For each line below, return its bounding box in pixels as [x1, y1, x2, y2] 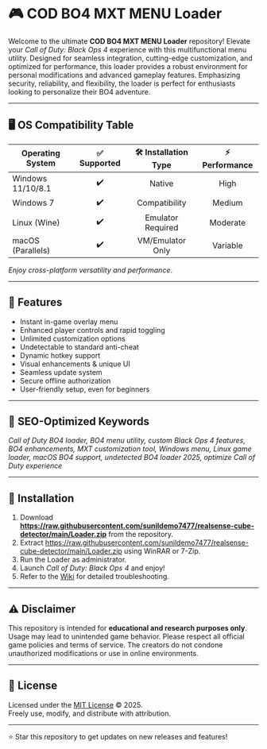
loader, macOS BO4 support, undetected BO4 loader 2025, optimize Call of [8, 453, 256, 462]
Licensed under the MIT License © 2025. [8, 700, 143, 709]
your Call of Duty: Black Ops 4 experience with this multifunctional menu [8, 44, 247, 54]
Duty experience [8, 461, 63, 471]
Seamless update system [19, 367, 103, 376]
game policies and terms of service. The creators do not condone [8, 640, 223, 650]
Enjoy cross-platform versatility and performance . [8, 265, 173, 275]
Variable [211, 240, 244, 251]
